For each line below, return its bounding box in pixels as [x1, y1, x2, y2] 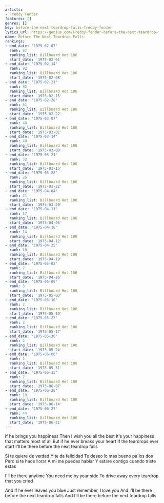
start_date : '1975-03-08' [9, 148, 62, 153]
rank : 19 [9, 393, 27, 398]
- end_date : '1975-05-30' [5, 334, 58, 339]
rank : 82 [9, 84, 27, 89]
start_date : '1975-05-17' [9, 329, 62, 334]
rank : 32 [9, 157, 27, 161]
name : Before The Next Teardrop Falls [5, 35, 84, 40]
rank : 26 [9, 175, 27, 180]
